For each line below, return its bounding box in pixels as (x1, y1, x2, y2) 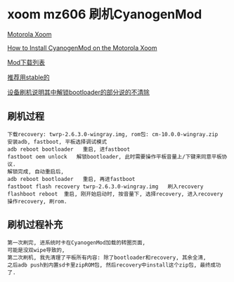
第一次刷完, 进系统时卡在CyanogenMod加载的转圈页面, (7, 239, 146, 246)
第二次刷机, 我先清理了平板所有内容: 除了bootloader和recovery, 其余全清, (7, 254, 207, 261)
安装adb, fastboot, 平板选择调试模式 (7, 138, 108, 145)
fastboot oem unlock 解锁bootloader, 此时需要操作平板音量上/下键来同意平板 (7, 153, 223, 160)
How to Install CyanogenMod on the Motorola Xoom (7, 43, 157, 52)
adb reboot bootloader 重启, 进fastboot (7, 145, 131, 153)
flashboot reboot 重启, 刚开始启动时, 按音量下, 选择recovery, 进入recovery (7, 190, 223, 197)
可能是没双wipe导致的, (7, 246, 65, 253)
